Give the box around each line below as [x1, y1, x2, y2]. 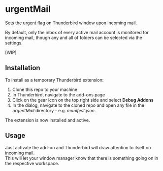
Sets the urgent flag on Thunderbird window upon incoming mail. [5, 20, 137, 26]
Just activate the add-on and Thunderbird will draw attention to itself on [5, 144, 151, 150]
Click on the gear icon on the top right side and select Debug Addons [12, 97, 154, 103]
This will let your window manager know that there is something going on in [5, 155, 159, 161]
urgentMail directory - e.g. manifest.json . [12, 107, 96, 113]
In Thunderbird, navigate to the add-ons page [12, 91, 105, 97]
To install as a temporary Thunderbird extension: [5, 77, 104, 83]
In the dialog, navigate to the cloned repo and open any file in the [12, 102, 145, 108]
